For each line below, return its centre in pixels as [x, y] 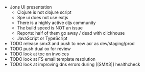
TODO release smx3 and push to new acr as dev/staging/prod [72, 43]
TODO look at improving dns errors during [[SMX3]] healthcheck [75, 64]
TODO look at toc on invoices [39, 54]
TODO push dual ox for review [40, 49]
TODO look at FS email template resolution [52, 59]
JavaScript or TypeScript [42, 38]
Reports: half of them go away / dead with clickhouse [71, 33]
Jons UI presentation [31, 7]
